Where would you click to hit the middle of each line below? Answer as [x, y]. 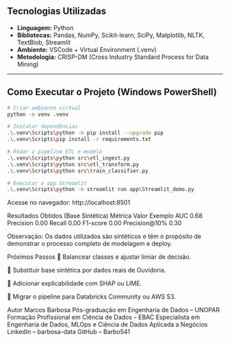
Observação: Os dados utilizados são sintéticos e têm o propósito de [104, 236]
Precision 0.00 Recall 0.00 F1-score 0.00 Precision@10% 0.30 [94, 223]
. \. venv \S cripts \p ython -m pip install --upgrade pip [86, 133]
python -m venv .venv [38, 114]
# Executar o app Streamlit [47, 183]
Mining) [28, 64]
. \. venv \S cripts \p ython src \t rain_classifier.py [78, 170]
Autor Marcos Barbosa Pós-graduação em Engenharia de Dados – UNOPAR [114, 310]
